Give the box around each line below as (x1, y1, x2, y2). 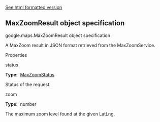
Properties (5, 52, 27, 58)
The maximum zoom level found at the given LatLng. (5, 111, 115, 117)
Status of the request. (5, 81, 51, 88)
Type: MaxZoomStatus (5, 71, 55, 77)
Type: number (5, 101, 37, 107)
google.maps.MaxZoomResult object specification (5, 32, 111, 38)
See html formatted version (5, 5, 62, 10)
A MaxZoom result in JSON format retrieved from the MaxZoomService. (5, 42, 156, 48)
